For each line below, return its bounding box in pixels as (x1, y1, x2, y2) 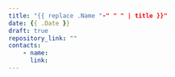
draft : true (8, 26, 48, 34)
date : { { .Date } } (8, 19, 70, 27)
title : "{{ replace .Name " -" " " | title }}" (8, 11, 168, 20)
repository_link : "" (8, 34, 78, 43)
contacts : (8, 42, 42, 50)
